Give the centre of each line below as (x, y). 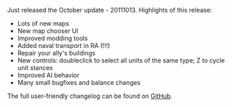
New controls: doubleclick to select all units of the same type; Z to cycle (121, 60)
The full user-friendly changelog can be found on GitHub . (90, 96)
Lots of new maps (43, 23)
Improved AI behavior (48, 75)
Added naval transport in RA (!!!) (64, 46)
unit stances (35, 68)
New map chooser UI (48, 31)
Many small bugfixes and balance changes (79, 82)
